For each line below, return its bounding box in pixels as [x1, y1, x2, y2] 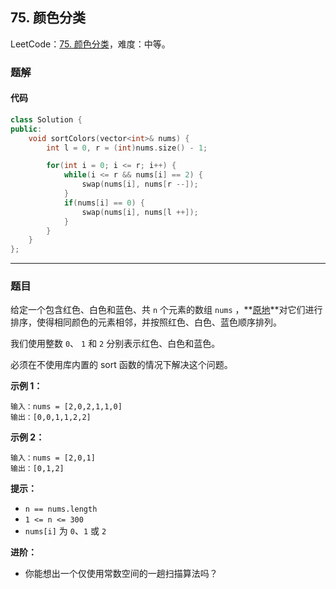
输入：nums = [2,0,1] [10, 453, 96, 463]
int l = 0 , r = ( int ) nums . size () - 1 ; [46, 143, 208, 153]
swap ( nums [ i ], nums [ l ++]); [81, 207, 199, 217]
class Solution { [10, 114, 83, 125]
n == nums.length [24, 504, 98, 515]
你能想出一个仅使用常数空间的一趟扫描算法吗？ [24, 568, 218, 580]
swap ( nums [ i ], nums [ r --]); [81, 179, 199, 190]
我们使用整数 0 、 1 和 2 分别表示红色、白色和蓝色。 [10, 338, 221, 350]
